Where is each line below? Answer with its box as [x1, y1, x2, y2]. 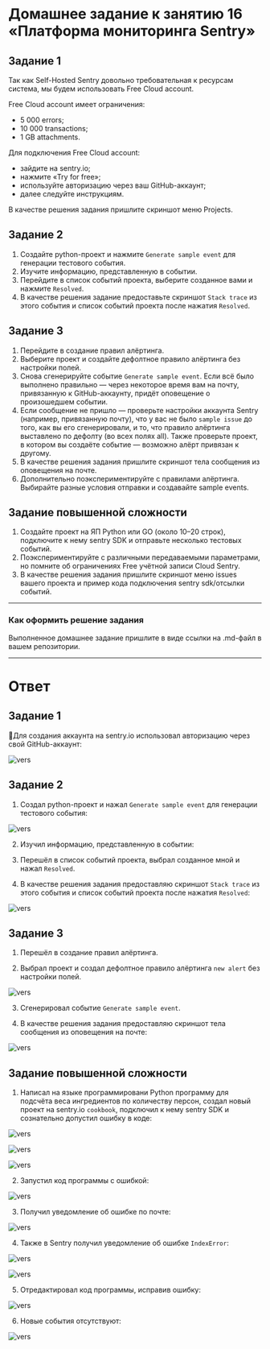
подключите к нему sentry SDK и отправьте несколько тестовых [19, 536, 243, 545]
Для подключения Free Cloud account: [8, 148, 141, 157]
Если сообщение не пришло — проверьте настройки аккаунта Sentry [19, 405, 259, 415]
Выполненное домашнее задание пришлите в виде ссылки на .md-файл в [8, 633, 262, 643]
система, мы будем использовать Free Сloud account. [8, 84, 194, 93]
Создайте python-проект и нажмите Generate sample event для [19, 249, 235, 259]
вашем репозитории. [8, 641, 80, 651]
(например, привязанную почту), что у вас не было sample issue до [19, 414, 253, 424]
